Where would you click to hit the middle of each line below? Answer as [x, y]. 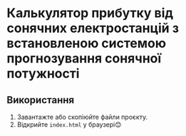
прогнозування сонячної [84, 59]
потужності [43, 74]
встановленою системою [87, 43]
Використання [41, 100]
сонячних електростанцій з [93, 28]
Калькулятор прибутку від [90, 13]
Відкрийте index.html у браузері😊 [69, 125]
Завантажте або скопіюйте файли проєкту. [82, 117]
